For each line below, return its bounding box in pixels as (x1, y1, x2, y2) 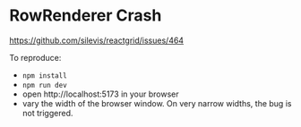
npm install (21, 71, 67, 80)
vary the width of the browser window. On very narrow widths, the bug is (21, 97, 292, 108)
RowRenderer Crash (9, 5, 162, 26)
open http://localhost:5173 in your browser (21, 89, 179, 99)
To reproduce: (9, 52, 62, 63)
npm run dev (21, 80, 67, 89)
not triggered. (21, 107, 73, 118)
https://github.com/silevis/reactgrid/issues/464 (9, 35, 185, 46)
